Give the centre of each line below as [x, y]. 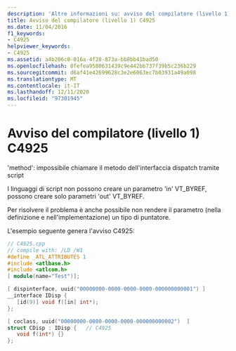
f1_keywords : [26, 33]
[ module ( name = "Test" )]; [44, 277]
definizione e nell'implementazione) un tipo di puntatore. [89, 217]
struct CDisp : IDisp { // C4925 [59, 328]
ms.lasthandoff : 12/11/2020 [48, 92]
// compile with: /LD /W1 [45, 250]
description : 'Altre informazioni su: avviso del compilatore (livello [114, 14]
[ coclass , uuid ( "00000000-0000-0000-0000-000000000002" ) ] [99, 321]
